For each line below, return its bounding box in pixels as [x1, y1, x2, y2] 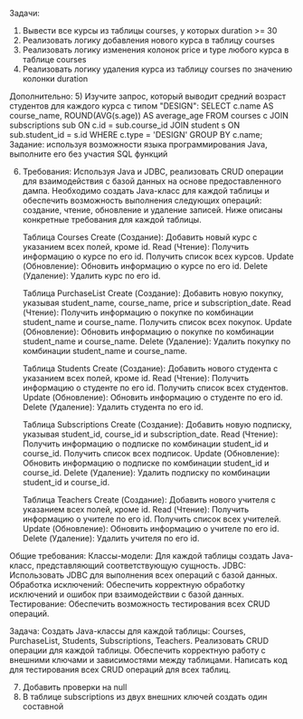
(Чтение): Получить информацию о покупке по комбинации [22, 307, 254, 318]
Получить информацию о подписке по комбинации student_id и [22, 438, 270, 449]
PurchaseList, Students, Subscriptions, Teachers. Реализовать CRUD [9, 636, 270, 646]
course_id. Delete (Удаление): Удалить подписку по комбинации [22, 467, 270, 478]
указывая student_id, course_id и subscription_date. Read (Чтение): [22, 429, 279, 439]
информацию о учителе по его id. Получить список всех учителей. [22, 513, 282, 524]
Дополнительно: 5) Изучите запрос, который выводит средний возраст [9, 91, 287, 101]
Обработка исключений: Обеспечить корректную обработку [9, 580, 246, 590]
